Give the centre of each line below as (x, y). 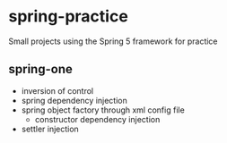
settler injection (50, 129)
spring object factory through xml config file (103, 110)
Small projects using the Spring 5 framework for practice (113, 41)
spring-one (40, 69)
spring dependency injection (74, 100)
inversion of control (57, 90)
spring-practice (69, 17)
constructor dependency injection (97, 119)
